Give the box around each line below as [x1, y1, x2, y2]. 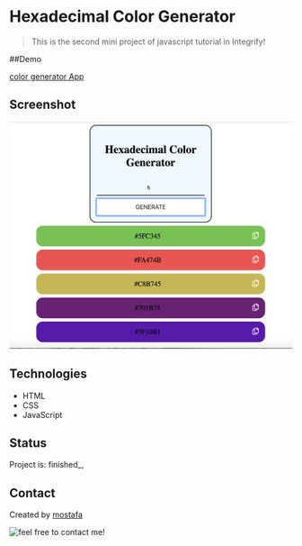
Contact [9, 485, 56, 501]
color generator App [9, 70, 84, 82]
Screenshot [9, 97, 76, 113]
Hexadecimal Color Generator [9, 6, 236, 27]
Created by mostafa [9, 509, 84, 520]
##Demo [9, 53, 42, 64]
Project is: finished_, [9, 460, 84, 470]
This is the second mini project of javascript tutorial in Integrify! [31, 36, 266, 47]
